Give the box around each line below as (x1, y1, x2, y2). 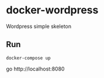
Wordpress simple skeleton (6, 23, 72, 30)
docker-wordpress (6, 3, 99, 17)
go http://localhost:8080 (6, 65, 65, 72)
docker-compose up (6, 55, 51, 61)
